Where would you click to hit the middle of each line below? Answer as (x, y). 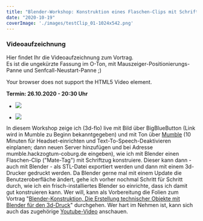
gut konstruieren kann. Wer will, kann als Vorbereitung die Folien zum (93, 192)
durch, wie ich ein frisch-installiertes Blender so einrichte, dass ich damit (97, 185)
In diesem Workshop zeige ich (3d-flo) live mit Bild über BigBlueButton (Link (101, 128)
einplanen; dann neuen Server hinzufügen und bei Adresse (79, 147)
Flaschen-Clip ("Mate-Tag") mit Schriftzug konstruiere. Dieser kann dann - (99, 160)
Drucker (16, 173)
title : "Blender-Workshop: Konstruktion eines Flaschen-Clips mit (92, 12)
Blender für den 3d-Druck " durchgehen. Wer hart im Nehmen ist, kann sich (100, 205)
